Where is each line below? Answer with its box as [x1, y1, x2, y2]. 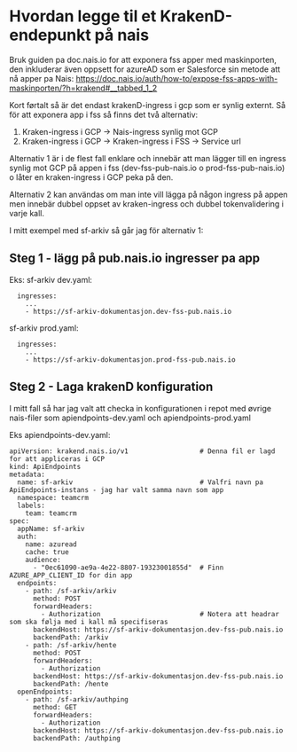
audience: [25, 555, 62, 564]
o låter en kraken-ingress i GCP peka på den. [9, 171, 174, 183]
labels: [17, 501, 46, 510]
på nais [94, 25, 149, 45]
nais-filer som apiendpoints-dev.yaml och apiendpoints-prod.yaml [9, 412, 251, 423]
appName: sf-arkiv [17, 524, 86, 533]
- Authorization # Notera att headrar [41, 609, 279, 618]
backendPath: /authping [32, 733, 121, 742]
